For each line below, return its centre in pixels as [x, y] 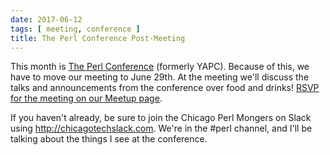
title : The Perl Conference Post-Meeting [98, 38]
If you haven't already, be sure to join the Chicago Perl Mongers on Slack [161, 118]
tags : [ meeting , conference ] [75, 29]
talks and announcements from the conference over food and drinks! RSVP [165, 88]
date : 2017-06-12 [46, 19]
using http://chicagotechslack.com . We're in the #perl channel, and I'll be [161, 128]
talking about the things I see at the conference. [109, 139]
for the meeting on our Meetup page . [86, 98]
